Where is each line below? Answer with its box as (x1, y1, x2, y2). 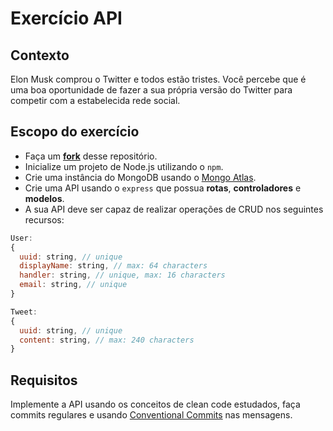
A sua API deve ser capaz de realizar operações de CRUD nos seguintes (24, 203, 324, 215)
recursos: (24, 213, 65, 226)
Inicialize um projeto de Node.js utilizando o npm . (24, 160, 224, 172)
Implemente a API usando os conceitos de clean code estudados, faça (10, 398, 301, 411)
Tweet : (10, 307, 38, 317)
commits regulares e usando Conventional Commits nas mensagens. (10, 409, 293, 421)
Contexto (10, 47, 70, 64)
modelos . (24, 192, 65, 204)
